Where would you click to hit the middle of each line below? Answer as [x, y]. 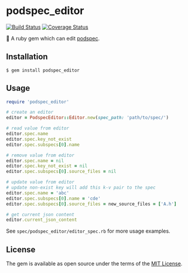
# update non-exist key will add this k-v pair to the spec [81, 188]
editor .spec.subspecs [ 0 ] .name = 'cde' [53, 198]
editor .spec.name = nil [35, 161]
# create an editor [30, 112]
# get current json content [40, 214]
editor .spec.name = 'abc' [37, 193]
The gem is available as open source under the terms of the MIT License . [94, 264]
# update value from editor [40, 182]
